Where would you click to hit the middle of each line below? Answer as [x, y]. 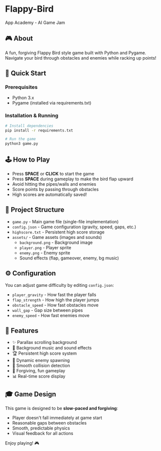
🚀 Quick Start [26, 74]
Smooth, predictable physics [41, 428]
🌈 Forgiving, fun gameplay [39, 371]
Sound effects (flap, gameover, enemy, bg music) [69, 258]
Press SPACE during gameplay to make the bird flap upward [73, 179]
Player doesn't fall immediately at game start [57, 418]
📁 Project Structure [35, 210]
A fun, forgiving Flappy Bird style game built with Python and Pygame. [76, 53]
